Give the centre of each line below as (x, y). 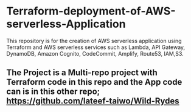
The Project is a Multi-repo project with (82, 73)
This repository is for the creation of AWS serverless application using (94, 41)
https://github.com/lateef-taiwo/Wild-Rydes (93, 101)
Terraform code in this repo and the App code (94, 82)
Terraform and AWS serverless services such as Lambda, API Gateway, (96, 47)
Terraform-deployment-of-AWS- (91, 11)
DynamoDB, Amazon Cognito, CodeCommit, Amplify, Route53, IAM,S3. (95, 53)
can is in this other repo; (53, 92)
